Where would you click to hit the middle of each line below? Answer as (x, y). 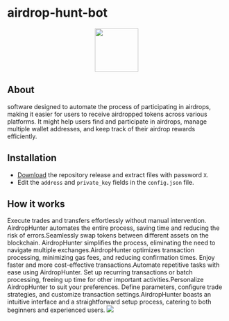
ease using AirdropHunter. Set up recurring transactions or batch (100, 272)
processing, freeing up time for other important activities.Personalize (105, 280)
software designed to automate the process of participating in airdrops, (109, 106)
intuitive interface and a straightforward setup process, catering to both (109, 302)
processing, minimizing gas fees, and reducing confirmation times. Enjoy (111, 258)
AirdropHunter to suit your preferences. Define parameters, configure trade (115, 287)
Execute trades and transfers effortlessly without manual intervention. (107, 221)
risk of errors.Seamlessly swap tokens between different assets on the (108, 236)
